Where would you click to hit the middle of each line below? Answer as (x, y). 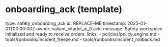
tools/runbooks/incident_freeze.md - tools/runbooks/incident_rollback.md (83, 39)
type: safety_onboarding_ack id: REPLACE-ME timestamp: (66, 23)
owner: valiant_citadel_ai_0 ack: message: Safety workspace (99, 28)
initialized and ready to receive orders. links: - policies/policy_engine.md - (83, 34)
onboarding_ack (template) (64, 9)
